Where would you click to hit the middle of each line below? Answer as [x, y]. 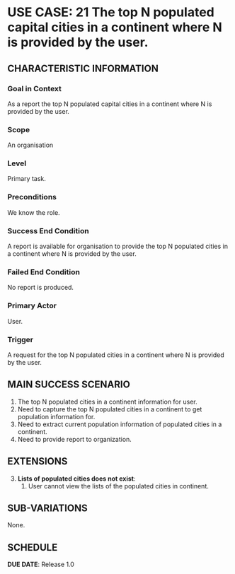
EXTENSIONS [38, 461]
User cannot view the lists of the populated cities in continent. [118, 486]
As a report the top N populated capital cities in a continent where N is [110, 104]
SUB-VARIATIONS [47, 508]
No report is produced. [41, 288]
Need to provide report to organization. [75, 439]
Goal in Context [35, 88]
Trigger [21, 339]
